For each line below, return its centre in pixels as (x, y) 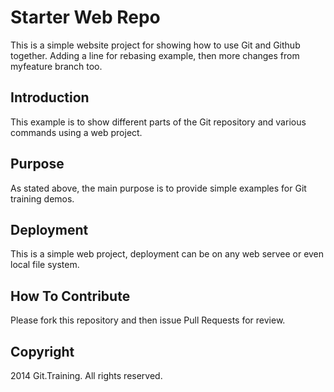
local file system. (45, 265)
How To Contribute (70, 296)
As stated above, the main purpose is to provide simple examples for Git (158, 188)
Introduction (50, 97)
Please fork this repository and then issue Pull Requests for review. (148, 320)
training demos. (42, 198)
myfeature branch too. (56, 66)
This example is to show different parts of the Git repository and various (158, 122)
